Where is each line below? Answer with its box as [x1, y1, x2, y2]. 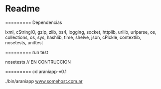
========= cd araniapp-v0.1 [5, 68, 67, 75]
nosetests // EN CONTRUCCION [5, 59, 71, 65]
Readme [5, 3, 40, 14]
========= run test [5, 49, 48, 55]
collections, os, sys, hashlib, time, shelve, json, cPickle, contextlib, [5, 34, 142, 40]
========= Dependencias [5, 19, 62, 25]
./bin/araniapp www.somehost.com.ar [5, 78, 83, 84]
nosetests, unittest [5, 39, 43, 45]
